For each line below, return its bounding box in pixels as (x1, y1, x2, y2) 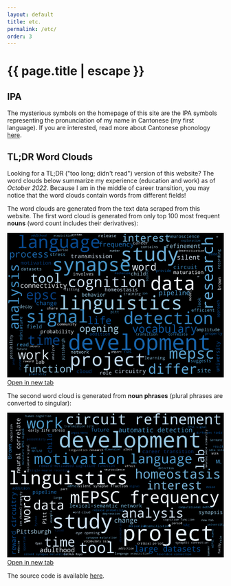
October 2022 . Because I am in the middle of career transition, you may (7, 184, 210, 192)
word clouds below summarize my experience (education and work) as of (7, 176, 216, 185)
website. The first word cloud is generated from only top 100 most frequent (7, 212, 220, 220)
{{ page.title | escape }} (7, 63, 145, 79)
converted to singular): (7, 399, 72, 407)
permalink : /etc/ (7, 25, 57, 32)
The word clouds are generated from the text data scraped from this (7, 205, 201, 213)
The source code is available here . (7, 572, 105, 580)
